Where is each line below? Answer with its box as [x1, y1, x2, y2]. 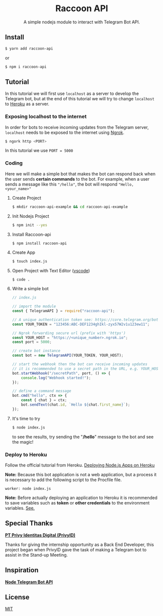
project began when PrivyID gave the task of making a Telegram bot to [5, 546, 147, 553]
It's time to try [12, 415, 40, 421]
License [5, 593, 30, 601]
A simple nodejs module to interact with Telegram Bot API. [23, 19, 140, 25]
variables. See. [5, 505, 35, 511]
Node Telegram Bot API [5, 579, 53, 585]
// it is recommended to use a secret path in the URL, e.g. [12, 366, 139, 371]
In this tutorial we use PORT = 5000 [5, 148, 73, 153]
